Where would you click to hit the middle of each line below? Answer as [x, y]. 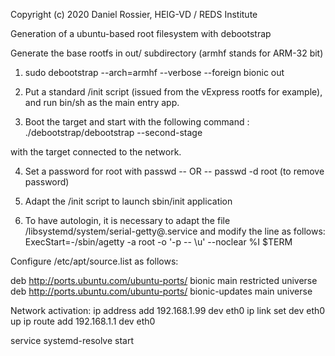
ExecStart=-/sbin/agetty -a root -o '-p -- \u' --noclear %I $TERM [158, 242]
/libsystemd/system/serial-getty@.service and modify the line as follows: [175, 231]
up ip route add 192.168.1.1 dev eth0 [83, 321]
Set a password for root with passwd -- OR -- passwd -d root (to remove [174, 171]
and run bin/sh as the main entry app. [102, 102]
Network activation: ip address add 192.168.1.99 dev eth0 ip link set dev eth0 [168, 310]
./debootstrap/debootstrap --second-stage [113, 132]
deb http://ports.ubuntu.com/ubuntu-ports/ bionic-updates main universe [161, 291]
